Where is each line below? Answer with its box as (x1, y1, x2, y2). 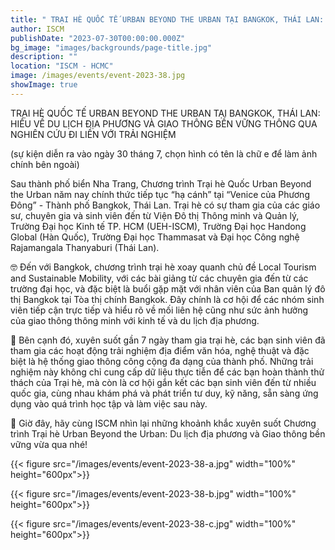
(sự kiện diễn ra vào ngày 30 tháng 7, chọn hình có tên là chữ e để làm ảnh (10, 147, 318, 160)
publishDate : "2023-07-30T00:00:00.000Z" (10, 33, 186, 43)
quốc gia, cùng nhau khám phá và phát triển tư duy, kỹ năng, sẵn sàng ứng (10, 387, 319, 399)
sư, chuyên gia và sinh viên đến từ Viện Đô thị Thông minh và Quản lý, (10, 209, 300, 221)
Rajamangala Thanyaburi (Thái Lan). (10, 241, 160, 253)
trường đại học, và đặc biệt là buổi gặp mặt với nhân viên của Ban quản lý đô (10, 282, 326, 295)
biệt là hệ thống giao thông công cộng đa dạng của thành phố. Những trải (10, 355, 314, 367)
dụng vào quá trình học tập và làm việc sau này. (10, 397, 208, 410)
